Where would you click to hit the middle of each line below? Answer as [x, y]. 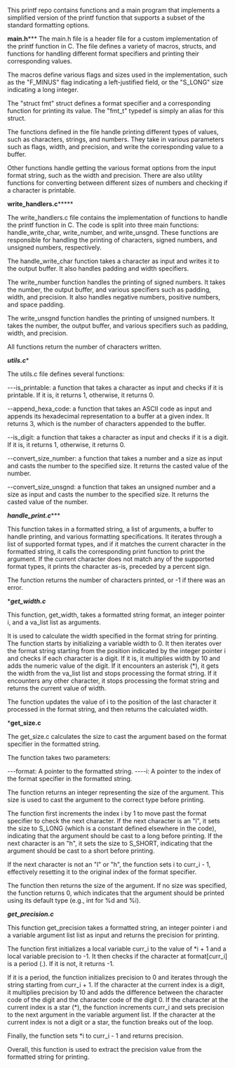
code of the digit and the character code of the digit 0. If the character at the [118, 1000]
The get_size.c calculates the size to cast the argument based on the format [117, 736]
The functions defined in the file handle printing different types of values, [113, 132]
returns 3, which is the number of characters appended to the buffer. [107, 424]
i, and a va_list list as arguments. [54, 622]
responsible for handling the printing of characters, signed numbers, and [112, 240]
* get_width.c [27, 601]
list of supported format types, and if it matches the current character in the [116, 544]
